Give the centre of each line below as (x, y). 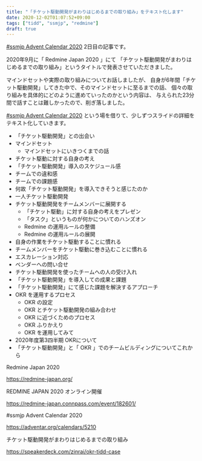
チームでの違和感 (36, 174)
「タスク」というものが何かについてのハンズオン (85, 219)
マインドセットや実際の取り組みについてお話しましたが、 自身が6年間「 (96, 80)
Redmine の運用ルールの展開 (60, 234)
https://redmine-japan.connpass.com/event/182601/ (71, 404)
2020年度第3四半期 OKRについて (56, 340)
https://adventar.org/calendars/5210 (51, 427)
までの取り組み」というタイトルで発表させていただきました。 (99, 67)
